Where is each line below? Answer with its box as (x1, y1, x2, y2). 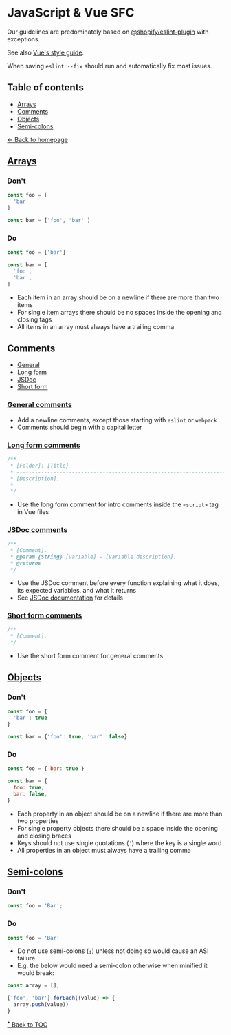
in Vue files (16, 508, 49, 516)
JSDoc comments (7, 525, 68, 535)
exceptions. (7, 34, 40, 43)
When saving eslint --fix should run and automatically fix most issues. (7, 61, 212, 70)
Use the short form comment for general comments (16, 651, 164, 660)
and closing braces (16, 831, 72, 840)
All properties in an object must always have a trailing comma (16, 846, 191, 854)
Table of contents (7, 81, 84, 94)
